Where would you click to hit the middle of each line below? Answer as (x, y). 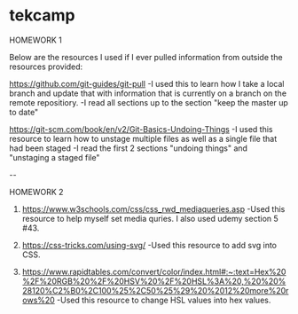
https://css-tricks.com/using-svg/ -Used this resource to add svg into (149, 245)
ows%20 (38, 300)
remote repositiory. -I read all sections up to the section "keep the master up (149, 102)
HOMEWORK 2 (36, 192)
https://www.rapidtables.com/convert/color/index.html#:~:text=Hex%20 (154, 271)
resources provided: (46, 67)
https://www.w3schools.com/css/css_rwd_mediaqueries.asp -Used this (153, 208)
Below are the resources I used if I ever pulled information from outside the (146, 57)
